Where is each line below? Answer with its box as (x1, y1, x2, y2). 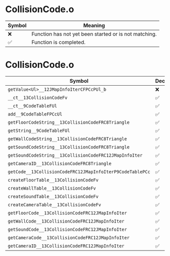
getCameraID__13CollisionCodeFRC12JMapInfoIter (8, 243, 125, 249)
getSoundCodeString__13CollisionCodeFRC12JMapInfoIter (8, 152, 143, 158)
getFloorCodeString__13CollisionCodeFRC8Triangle (8, 119, 130, 125)
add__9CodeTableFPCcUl (8, 111, 62, 117)
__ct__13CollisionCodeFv (8, 95, 68, 100)
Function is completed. (31, 39, 86, 46)
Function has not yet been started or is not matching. (31, 30, 157, 38)
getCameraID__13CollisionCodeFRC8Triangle (8, 161, 112, 166)
